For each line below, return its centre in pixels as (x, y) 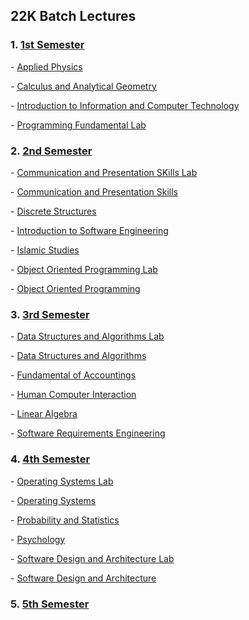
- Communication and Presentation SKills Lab (104, 172)
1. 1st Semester (47, 45)
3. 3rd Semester (50, 314)
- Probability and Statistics (65, 520)
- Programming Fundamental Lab (78, 125)
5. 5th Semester (50, 604)
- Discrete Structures (53, 211)
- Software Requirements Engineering (88, 433)
